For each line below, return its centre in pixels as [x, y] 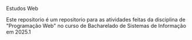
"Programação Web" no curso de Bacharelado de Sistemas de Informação [96, 26]
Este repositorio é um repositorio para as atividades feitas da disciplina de [96, 19]
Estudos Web [22, 8]
